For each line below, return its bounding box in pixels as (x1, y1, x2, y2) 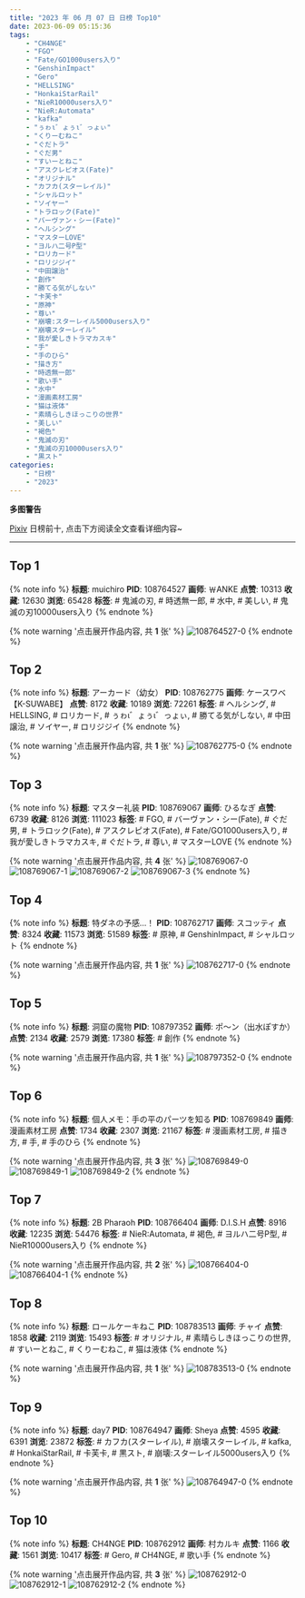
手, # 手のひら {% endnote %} (28, 1136, 142, 1147)
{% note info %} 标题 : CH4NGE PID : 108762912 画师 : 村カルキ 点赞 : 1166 (9, 1538, 280, 1549)
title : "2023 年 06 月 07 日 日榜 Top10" (9, 13, 162, 23)
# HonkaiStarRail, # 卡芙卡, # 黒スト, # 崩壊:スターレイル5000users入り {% (9, 1447, 290, 1458)
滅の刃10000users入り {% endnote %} (9, 606, 154, 617)
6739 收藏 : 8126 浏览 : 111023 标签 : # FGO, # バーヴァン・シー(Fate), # (9, 814, 270, 824)
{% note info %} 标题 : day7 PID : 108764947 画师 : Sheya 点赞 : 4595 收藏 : (9, 1425, 281, 1435)
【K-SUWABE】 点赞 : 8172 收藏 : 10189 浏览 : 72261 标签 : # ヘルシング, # (9, 698, 277, 709)
